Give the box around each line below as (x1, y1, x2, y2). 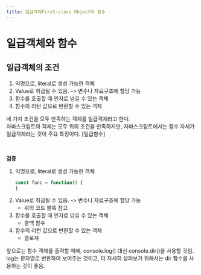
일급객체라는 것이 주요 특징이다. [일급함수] (6, 130, 106, 137)
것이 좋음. (22, 262, 45, 270)
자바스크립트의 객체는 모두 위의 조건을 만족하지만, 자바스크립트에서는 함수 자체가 (6, 122, 195, 130)
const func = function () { (14, 179, 83, 186)
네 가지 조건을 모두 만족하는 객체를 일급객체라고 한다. (6, 115, 130, 122)
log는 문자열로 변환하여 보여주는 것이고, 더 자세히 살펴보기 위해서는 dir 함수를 (6, 254, 188, 262)
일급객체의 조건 (6, 63, 60, 73)
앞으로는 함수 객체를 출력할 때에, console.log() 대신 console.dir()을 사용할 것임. (6, 247, 194, 254)
